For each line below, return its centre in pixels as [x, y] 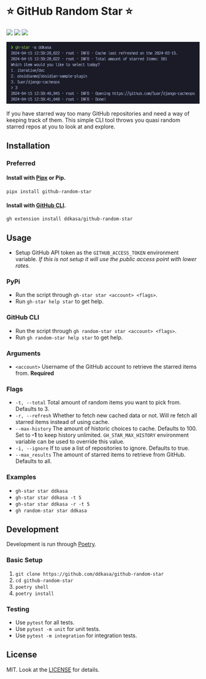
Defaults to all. [33, 461]
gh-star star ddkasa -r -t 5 [52, 504]
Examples [21, 477]
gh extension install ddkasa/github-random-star [70, 219]
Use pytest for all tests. [45, 622]
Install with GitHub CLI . [36, 205]
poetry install [35, 594]
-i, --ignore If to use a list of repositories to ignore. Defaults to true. [102, 448]
